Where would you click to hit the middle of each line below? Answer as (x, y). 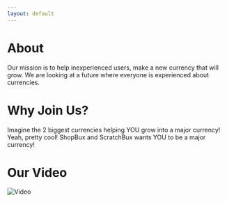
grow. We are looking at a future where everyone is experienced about (108, 75)
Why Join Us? (48, 110)
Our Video (37, 172)
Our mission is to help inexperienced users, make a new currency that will (113, 68)
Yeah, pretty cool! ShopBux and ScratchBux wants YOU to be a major (107, 137)
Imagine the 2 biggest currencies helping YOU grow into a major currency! (114, 130)
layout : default (31, 14)
